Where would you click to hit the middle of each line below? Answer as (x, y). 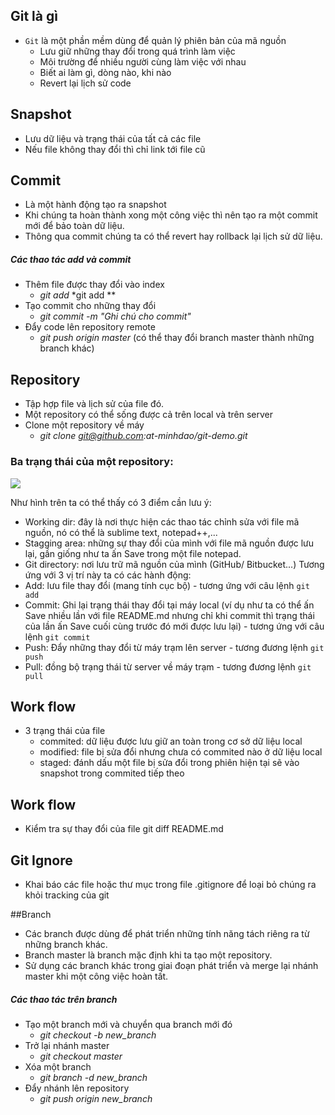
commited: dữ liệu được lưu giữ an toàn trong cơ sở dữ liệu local (171, 741)
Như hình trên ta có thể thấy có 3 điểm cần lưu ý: (111, 502)
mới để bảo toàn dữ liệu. (74, 226)
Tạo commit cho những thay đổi (90, 306)
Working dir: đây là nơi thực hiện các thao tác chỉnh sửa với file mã (162, 521)
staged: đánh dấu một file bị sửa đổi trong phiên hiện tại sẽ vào (169, 763)
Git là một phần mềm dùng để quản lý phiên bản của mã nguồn (155, 40)
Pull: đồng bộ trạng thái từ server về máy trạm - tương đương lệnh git (168, 666)
